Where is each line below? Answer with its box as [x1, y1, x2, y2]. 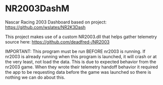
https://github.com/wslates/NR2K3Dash [5, 24, 86, 30]
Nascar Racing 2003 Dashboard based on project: [5, 19, 107, 25]
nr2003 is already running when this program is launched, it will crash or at [5, 53, 157, 59]
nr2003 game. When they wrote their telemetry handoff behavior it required [5, 64, 158, 70]
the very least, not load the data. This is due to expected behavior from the [5, 59, 157, 64]
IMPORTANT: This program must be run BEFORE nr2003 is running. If [5, 48, 146, 54]
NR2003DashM [5, 3, 70, 14]
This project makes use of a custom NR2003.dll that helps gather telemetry [5, 34, 157, 40]
